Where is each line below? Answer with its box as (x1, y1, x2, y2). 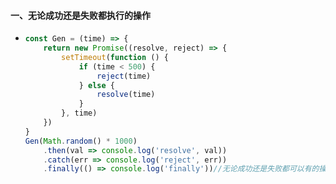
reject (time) (96, 71, 152, 81)
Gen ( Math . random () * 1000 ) (24, 136, 138, 146)
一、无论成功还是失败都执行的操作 (10, 9, 151, 21)
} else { (78, 80, 115, 90)
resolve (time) (96, 90, 156, 100)
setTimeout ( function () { (61, 52, 169, 62)
